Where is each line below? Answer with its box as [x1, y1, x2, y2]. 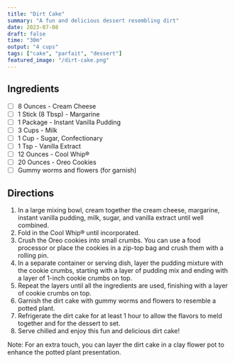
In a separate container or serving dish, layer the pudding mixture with [17, 259, 224, 267]
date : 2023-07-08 [7, 23, 59, 31]
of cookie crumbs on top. [17, 288, 92, 297]
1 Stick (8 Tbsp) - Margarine [17, 109, 100, 118]
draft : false [7, 30, 46, 38]
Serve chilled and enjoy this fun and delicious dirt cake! [17, 326, 180, 335]
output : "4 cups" [7, 43, 59, 50]
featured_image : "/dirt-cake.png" [7, 57, 110, 64]
